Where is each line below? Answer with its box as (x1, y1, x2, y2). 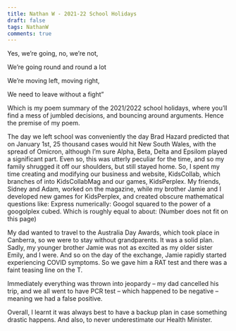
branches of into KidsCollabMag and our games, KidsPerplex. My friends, (7, 177, 221, 186)
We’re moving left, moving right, (7, 77, 100, 85)
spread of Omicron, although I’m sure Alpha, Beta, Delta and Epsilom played (7, 147, 228, 156)
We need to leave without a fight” (7, 90, 104, 99)
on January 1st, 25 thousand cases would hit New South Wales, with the (7, 140, 216, 149)
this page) (7, 215, 37, 223)
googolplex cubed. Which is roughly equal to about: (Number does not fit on (7, 207, 229, 216)
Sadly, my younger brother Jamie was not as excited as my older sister (7, 244, 213, 252)
